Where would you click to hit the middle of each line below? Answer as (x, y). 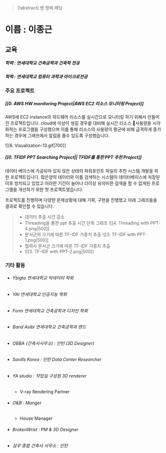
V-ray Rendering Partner (45, 391)
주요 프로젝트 (20, 90)
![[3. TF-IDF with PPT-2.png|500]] (59, 251)
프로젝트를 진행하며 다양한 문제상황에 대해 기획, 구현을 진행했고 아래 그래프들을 (81, 200)
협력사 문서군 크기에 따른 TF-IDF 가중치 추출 (67, 246)
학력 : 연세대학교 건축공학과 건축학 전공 (43, 63)
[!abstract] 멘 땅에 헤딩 (40, 8)
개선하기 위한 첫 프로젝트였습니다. (51, 189)
